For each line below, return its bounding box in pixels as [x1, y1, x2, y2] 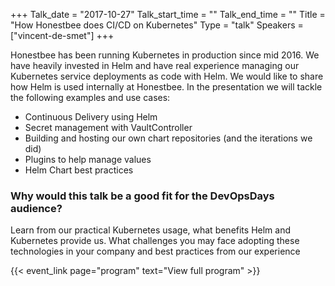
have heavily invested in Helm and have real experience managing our [10, 60, 300, 71]
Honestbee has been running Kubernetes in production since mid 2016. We [10, 49, 320, 61]
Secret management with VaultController [24, 122, 193, 133]
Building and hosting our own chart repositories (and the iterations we [24, 132, 313, 144]
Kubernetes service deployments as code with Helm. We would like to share [10, 70, 324, 82]
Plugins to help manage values [24, 154, 152, 165]
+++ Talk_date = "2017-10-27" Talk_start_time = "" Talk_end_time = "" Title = [10, 9, 326, 20]
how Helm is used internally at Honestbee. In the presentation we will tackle [10, 81, 323, 93]
